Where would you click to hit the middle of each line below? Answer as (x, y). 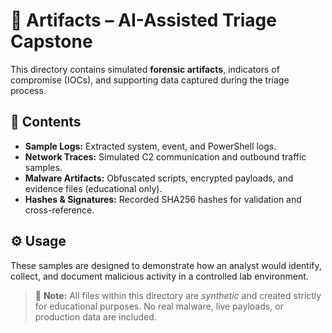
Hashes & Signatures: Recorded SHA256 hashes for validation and (163, 199)
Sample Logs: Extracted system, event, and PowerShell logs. (150, 146)
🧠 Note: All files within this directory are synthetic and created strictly (178, 295)
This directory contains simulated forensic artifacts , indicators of (145, 69)
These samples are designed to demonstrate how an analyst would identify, (166, 265)
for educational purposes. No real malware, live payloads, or (159, 306)
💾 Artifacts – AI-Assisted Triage (143, 20)
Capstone (51, 41)
